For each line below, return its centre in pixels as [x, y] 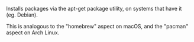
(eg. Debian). [22, 15]
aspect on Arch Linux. [33, 33]
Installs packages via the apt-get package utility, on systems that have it [94, 9]
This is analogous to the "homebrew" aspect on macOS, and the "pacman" [97, 26]
